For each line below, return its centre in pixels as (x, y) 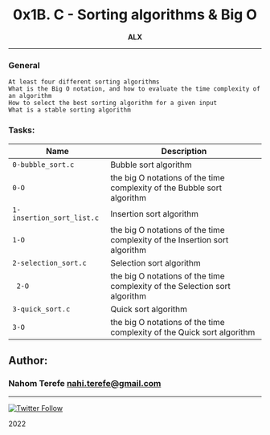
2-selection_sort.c (49, 263)
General (24, 65)
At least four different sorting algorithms (84, 82)
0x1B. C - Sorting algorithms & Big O (135, 15)
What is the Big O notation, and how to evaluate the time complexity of (135, 89)
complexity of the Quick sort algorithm (183, 332)
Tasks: (22, 130)
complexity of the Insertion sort (170, 240)
